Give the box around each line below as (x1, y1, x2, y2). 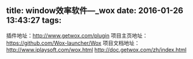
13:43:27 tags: (6, 15, 62, 26)
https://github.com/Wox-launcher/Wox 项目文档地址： (6, 39, 140, 46)
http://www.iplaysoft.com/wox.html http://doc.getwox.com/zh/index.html (6, 46, 187, 53)
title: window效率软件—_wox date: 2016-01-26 (6, 5, 183, 16)
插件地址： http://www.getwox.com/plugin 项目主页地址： (6, 32, 149, 39)
